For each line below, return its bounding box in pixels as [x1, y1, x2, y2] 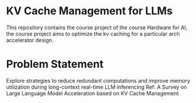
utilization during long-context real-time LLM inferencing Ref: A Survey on [6, 83, 187, 90]
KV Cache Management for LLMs [6, 4, 173, 18]
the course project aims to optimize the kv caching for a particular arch [6, 30, 180, 37]
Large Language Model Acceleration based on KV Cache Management [6, 89, 179, 96]
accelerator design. [6, 36, 54, 43]
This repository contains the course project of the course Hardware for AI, [6, 24, 188, 31]
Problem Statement [6, 58, 104, 71]
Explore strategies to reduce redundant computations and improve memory [6, 77, 191, 84]
